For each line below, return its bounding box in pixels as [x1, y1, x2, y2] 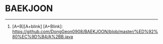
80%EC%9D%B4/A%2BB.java [12, 33, 73, 39]
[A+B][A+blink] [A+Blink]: [12, 23, 63, 29]
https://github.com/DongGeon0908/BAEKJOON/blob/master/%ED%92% [12, 29, 158, 34]
